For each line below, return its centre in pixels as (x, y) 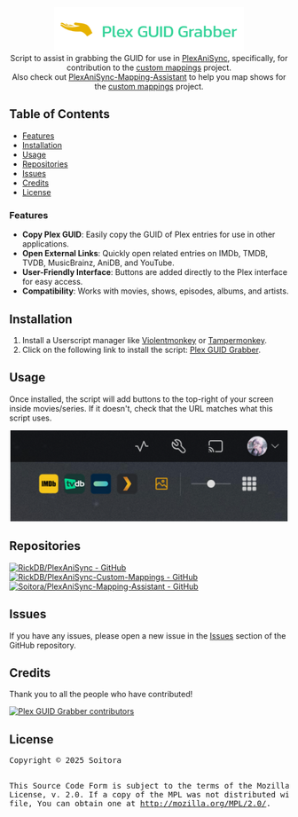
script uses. (31, 418)
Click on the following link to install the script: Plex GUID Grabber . (141, 350)
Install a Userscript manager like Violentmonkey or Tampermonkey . (145, 340)
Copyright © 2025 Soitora (66, 761)
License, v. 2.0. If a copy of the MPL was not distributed (143, 795)
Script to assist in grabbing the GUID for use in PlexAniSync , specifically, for (149, 58)
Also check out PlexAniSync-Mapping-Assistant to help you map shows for (149, 77)
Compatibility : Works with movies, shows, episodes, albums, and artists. (155, 291)
